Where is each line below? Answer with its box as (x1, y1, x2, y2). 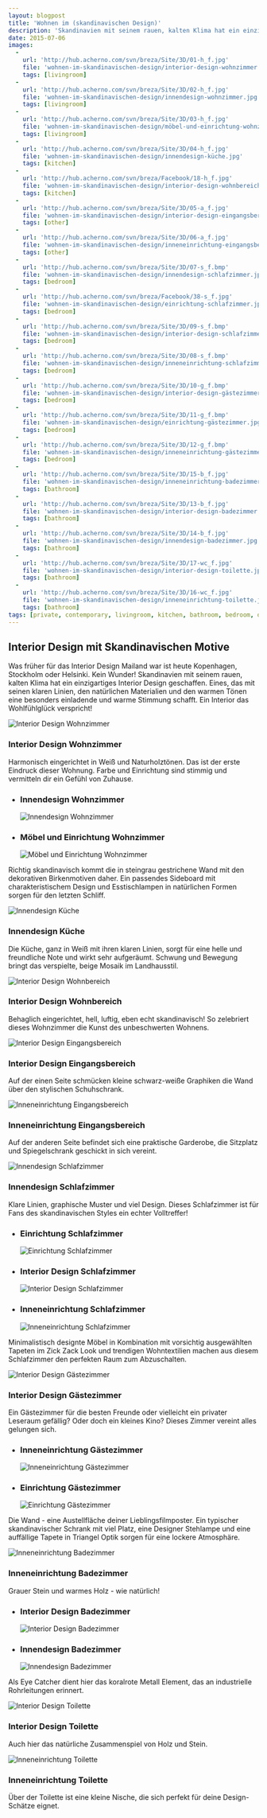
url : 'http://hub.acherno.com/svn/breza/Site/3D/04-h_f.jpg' (22, 145, 229, 153)
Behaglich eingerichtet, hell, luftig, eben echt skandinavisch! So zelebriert (8, 1014, 250, 1023)
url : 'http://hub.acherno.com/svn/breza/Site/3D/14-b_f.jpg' (22, 530, 229, 538)
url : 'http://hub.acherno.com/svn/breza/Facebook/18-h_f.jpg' (22, 174, 233, 183)
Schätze (8, 1800, 36, 1810)
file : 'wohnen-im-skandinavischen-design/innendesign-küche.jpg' (22, 152, 244, 160)
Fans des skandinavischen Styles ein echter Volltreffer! (8, 1208, 188, 1217)
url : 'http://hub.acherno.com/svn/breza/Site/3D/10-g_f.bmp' (22, 381, 229, 390)
